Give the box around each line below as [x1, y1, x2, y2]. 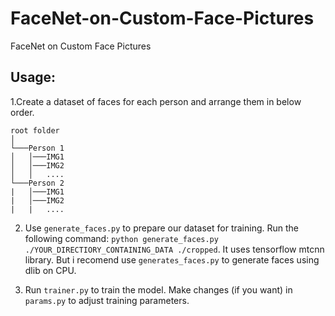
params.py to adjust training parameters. [24, 294, 190, 306]
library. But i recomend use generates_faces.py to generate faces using [24, 253, 320, 266]
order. [10, 106, 35, 118]
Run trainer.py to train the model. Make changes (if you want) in [24, 283, 293, 296]
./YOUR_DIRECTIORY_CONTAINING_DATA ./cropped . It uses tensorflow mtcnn [24, 243, 325, 255]
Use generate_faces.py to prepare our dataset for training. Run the [24, 222, 299, 234]
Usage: [10, 69, 57, 86]
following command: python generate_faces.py [24, 232, 219, 244]
